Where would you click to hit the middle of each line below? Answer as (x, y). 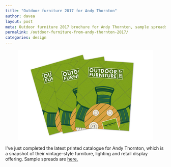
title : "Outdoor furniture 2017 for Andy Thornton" (61, 11)
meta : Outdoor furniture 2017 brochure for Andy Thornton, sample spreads (86, 27)
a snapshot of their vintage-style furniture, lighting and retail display (77, 153)
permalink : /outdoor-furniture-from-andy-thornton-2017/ (67, 32)
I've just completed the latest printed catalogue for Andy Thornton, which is (84, 148)
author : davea (20, 16)
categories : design (26, 38)
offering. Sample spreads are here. (42, 159)
